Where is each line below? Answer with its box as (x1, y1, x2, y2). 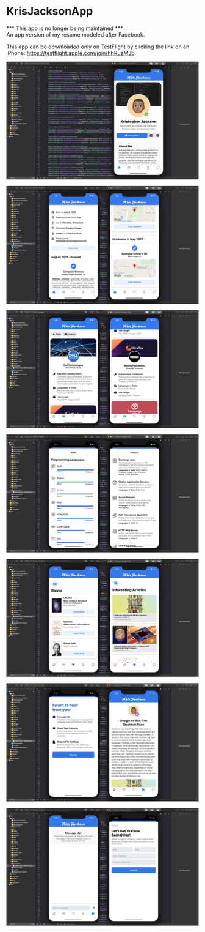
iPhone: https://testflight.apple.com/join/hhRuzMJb (6, 49, 135, 56)
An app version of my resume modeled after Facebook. (6, 31, 145, 38)
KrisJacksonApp (6, 4, 93, 18)
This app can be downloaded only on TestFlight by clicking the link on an (6, 43, 190, 50)
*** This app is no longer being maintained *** (6, 24, 123, 32)
